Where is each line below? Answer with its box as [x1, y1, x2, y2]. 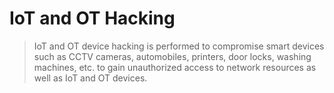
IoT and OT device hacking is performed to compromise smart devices [33, 40, 325, 52]
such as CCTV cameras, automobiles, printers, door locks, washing [33, 50, 312, 62]
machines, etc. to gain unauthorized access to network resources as [33, 61, 317, 73]
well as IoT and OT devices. [33, 72, 148, 84]
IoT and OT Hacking [9, 7, 176, 30]
